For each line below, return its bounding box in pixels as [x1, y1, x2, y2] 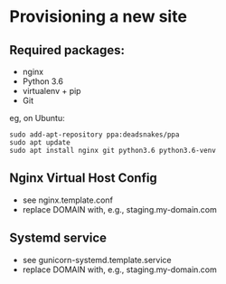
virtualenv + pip [22, 86, 81, 96]
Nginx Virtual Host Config [9, 170, 158, 186]
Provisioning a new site [9, 6, 188, 27]
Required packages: [9, 43, 125, 58]
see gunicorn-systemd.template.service [22, 254, 172, 265]
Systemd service [9, 231, 107, 246]
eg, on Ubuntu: [9, 113, 65, 123]
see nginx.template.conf [22, 194, 113, 205]
